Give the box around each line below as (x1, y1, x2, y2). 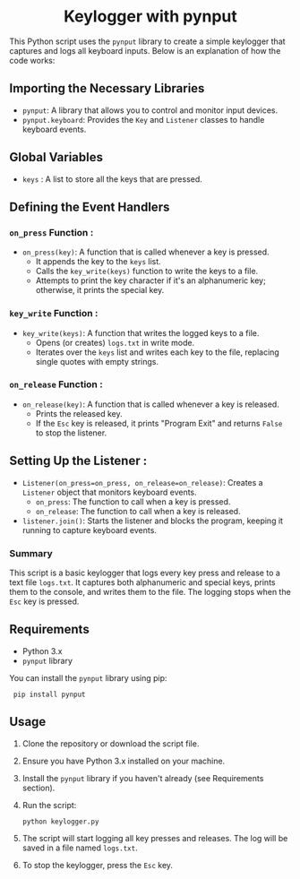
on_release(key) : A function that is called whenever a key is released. (21, 399, 279, 409)
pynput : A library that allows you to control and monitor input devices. (21, 105, 279, 116)
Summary (9, 547, 54, 559)
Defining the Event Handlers (9, 199, 170, 214)
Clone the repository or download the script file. (21, 737, 200, 749)
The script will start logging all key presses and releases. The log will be (21, 832, 288, 843)
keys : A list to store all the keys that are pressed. (21, 173, 203, 185)
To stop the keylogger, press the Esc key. (21, 859, 173, 870)
